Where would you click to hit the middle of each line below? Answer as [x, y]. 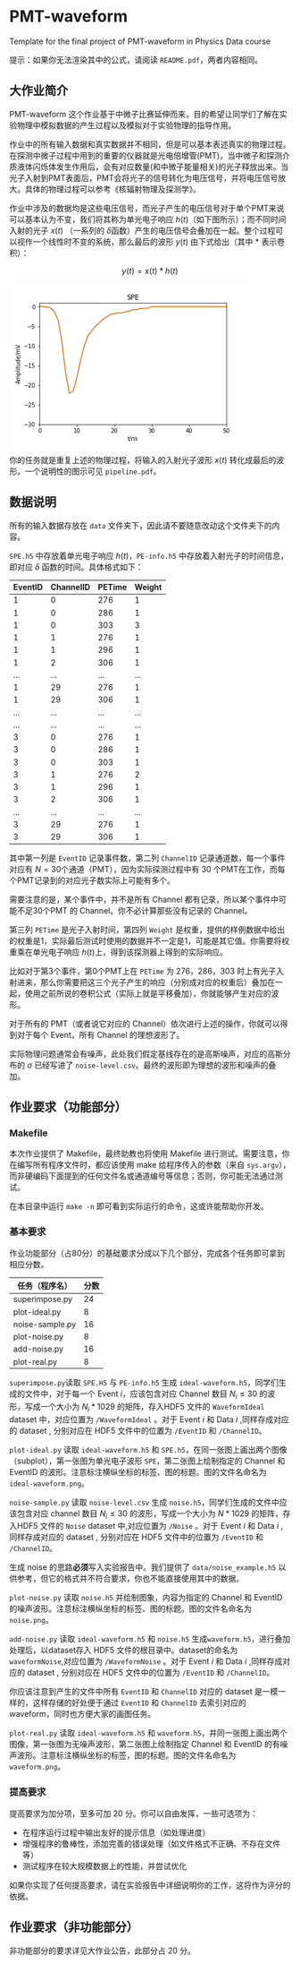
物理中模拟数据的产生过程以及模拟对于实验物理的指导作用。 [126, 125]
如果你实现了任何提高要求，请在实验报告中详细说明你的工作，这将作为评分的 [150, 1885]
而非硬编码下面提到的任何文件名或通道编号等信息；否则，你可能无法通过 [142, 1176]
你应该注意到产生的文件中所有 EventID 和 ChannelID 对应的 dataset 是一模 [144, 1692]
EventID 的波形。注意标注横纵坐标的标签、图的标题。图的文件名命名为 [138, 1471]
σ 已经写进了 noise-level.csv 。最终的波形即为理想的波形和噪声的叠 [151, 1065]
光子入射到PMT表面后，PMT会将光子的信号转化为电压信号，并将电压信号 [144, 177]
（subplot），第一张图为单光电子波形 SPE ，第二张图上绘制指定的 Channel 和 [147, 1461]
